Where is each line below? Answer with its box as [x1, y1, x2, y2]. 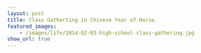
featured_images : [7, 23, 57, 30]
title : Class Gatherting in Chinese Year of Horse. [7, 17, 158, 23]
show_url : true [7, 36, 51, 43]
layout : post [7, 10, 45, 17]
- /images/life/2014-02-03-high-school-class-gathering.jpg [19, 29, 195, 36]
